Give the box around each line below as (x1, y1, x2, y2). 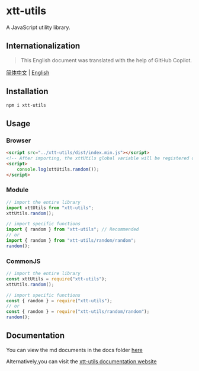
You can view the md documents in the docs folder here (6, 346, 143, 353)
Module (6, 185, 28, 194)
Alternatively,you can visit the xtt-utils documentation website (6, 357, 157, 365)
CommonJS (6, 257, 41, 265)
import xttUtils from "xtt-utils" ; (6, 204, 94, 211)
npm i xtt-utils (6, 102, 46, 108)
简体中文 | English (6, 69, 50, 76)
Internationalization (6, 41, 81, 51)
